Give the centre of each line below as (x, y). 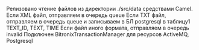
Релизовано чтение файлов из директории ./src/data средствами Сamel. (99, 9)
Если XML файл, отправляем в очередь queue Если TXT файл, (86, 15)
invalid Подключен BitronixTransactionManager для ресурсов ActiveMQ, (98, 34)
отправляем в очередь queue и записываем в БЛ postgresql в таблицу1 (98, 21)
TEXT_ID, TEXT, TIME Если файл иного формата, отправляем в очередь (98, 28)
